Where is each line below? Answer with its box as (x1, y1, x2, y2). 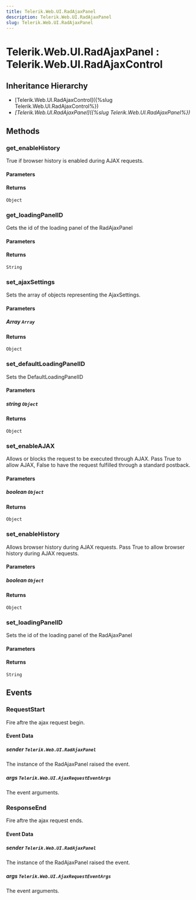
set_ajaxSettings (6, 278, 55, 286)
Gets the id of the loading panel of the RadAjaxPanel (6, 225, 133, 232)
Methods (6, 126, 40, 136)
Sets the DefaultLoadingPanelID (6, 373, 84, 380)
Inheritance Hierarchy (6, 81, 88, 91)
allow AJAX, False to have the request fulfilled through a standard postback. (6, 461, 191, 469)
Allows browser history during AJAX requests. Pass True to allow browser (6, 543, 185, 550)
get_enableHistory (6, 144, 61, 152)
